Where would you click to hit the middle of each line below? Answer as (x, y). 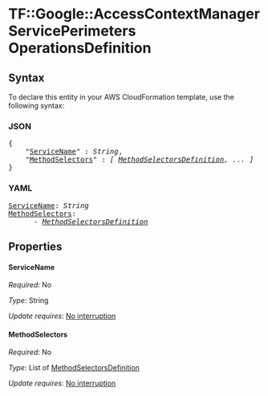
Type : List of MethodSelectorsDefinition (74, 368)
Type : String (28, 300)
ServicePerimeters (72, 31)
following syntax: (37, 106)
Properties (35, 246)
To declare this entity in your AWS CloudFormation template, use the (121, 97)
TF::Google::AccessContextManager (134, 14)
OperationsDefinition (80, 48)
